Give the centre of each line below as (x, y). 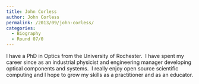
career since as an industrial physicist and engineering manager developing (99, 62)
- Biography (26, 34)
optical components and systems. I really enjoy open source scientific (92, 68)
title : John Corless (32, 12)
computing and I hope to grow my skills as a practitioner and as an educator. (100, 75)
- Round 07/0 (28, 39)
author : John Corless (33, 17)
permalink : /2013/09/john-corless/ (50, 22)
